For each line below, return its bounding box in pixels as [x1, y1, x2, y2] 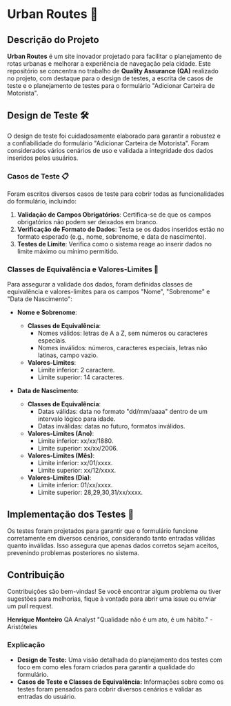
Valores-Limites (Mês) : [27, 451, 95, 460]
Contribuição [7, 569, 66, 581]
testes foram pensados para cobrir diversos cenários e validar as [17, 685, 202, 694]
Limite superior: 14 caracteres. [37, 373, 124, 381]
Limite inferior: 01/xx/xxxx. [37, 481, 113, 489]
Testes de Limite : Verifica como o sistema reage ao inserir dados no [17, 240, 212, 248]
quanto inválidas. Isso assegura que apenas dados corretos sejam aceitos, [7, 541, 219, 550]
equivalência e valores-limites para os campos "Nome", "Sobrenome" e [7, 287, 210, 296]
